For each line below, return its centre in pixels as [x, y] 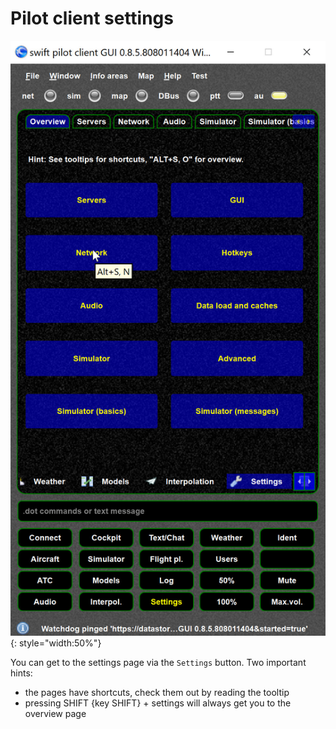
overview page [55, 714]
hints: [21, 673]
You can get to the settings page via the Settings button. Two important [158, 663]
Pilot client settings [92, 18]
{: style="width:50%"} [56, 643]
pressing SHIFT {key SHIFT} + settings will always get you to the [158, 703]
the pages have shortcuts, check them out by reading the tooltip [157, 693]
